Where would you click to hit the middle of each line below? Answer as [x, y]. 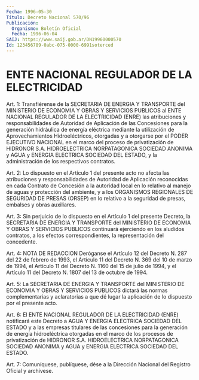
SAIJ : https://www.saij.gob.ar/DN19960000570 [64, 39]
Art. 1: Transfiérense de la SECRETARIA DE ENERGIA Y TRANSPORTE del [96, 104]
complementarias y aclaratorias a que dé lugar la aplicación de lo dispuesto [99, 296]
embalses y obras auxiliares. [41, 205]
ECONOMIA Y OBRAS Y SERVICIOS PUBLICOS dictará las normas [87, 290]
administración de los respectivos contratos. [61, 161]
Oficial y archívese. [30, 370]
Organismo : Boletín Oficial [47, 28]
